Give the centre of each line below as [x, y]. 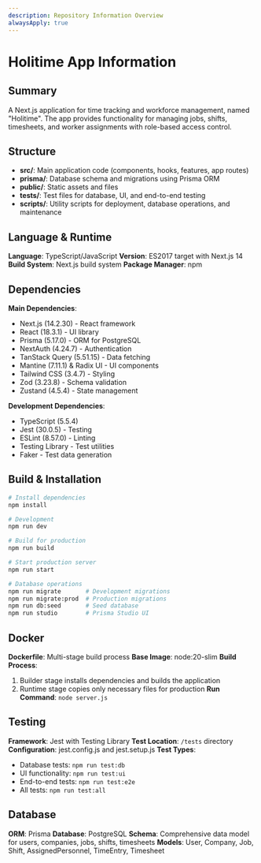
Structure [32, 151]
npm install [28, 505]
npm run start [31, 570]
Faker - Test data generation [66, 454]
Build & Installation [55, 479]
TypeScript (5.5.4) [49, 421]
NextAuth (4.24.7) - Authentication [75, 349]
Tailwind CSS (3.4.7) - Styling [67, 374]
